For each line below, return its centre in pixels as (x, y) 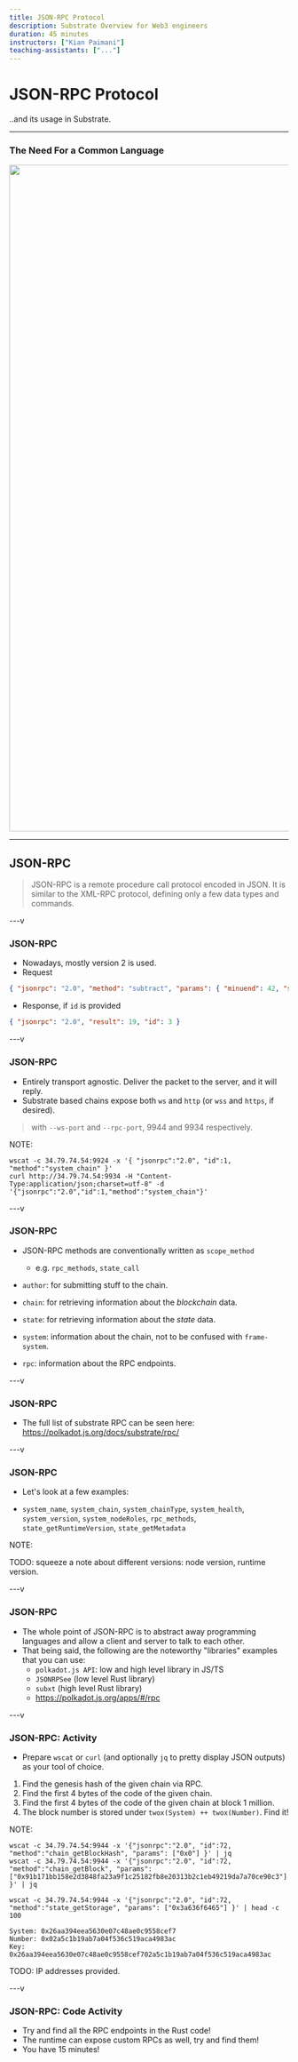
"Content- (154, 1176)
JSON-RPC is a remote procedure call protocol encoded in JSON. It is (158, 884)
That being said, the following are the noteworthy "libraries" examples (149, 1650)
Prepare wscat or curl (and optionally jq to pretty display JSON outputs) (153, 1757)
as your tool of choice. (63, 1766)
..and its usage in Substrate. (60, 119)
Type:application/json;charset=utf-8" (81, 1184)
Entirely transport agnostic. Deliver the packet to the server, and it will (149, 1082)
